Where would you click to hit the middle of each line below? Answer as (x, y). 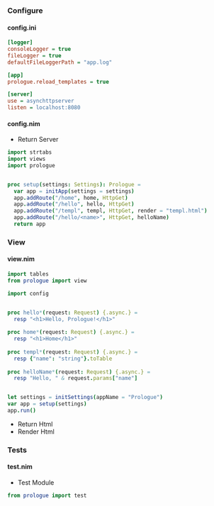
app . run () (22, 411)
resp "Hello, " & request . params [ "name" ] (76, 378)
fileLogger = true (34, 55)
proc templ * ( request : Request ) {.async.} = (73, 352)
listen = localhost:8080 (44, 108)
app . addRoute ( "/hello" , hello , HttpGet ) (74, 204)
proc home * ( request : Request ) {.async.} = (71, 332)
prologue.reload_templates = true (58, 81)
